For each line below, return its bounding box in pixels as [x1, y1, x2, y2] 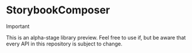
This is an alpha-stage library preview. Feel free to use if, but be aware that [6, 34, 186, 41]
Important [6, 23, 30, 30]
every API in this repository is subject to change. [6, 40, 123, 47]
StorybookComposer [6, 3, 110, 17]
